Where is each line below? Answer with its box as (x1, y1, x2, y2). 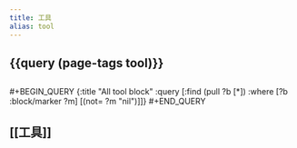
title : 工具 (9, 13, 52, 23)
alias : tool (9, 22, 54, 31)
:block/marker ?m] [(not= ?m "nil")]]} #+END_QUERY (9, 96, 206, 107)
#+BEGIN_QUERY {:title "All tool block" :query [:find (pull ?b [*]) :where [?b (9, 86, 289, 97)
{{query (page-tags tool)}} (9, 55, 164, 71)
